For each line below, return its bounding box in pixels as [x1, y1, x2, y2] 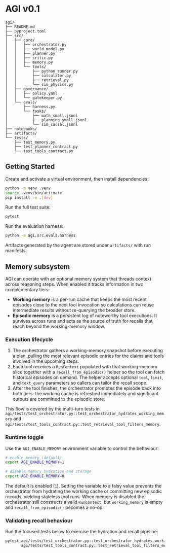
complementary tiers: [5, 286, 50, 292]
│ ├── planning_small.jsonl [5, 117, 87, 122]
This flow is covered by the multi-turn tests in [5, 406, 100, 412]
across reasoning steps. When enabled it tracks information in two [5, 281, 144, 287]
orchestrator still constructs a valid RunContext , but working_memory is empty [5, 499, 163, 505]
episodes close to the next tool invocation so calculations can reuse [12, 301, 154, 307]
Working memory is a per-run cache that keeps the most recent [12, 296, 147, 302]
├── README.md [5, 24, 35, 29]
